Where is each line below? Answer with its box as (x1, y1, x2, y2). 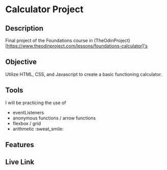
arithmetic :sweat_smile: (12, 126, 64, 132)
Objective (5, 58, 37, 66)
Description (5, 24, 43, 33)
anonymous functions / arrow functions (12, 115, 96, 121)
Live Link (5, 158, 35, 166)
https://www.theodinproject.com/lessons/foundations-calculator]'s (7, 43, 148, 49)
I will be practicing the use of (5, 100, 66, 106)
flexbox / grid (12, 120, 41, 126)
